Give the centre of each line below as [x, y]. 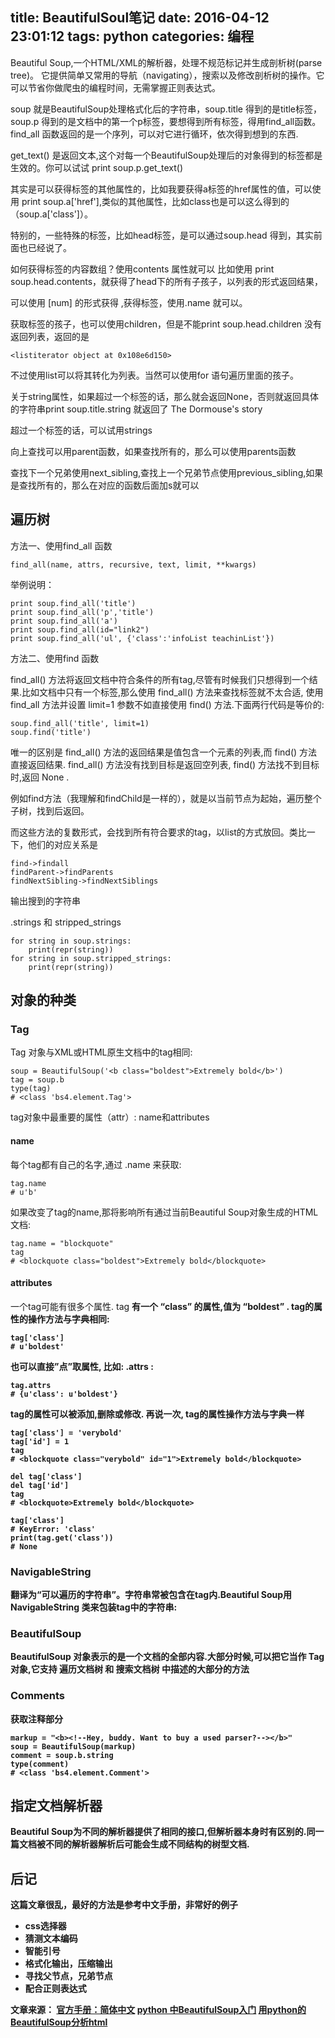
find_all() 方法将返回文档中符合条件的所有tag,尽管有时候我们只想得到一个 [160, 679]
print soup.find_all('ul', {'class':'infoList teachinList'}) [142, 638]
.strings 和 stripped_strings [66, 922]
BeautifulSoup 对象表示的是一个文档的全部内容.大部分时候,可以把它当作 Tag [167, 1657]
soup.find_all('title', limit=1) [80, 723]
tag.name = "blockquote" [62, 1243]
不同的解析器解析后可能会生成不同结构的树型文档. [147, 1844]
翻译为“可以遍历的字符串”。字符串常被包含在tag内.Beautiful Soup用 [151, 1595]
